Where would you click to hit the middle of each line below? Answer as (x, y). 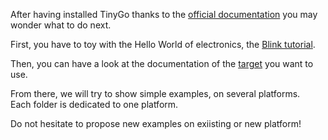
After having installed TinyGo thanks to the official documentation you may (164, 14)
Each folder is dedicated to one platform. (94, 104)
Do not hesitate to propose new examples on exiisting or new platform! (156, 123)
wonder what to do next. (61, 25)
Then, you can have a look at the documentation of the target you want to (162, 63)
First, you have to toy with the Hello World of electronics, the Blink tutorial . (163, 44)
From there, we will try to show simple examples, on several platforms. (155, 93)
